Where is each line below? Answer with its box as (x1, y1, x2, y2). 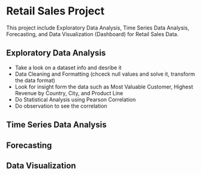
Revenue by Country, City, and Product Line (14, 89, 124, 97)
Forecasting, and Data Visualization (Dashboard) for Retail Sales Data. (6, 30, 179, 37)
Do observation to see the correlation (14, 102, 107, 109)
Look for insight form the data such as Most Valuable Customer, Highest (14, 83, 193, 90)
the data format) (14, 76, 56, 84)
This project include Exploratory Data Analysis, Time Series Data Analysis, (6, 24, 190, 31)
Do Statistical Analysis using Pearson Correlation (14, 96, 136, 103)
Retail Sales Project (6, 4, 105, 18)
